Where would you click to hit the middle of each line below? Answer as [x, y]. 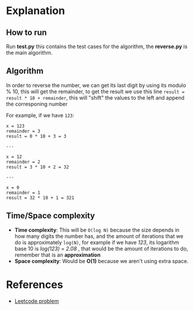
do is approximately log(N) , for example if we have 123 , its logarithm [97, 242]
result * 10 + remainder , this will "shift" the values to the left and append [96, 97]
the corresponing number [37, 104]
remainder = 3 [23, 131]
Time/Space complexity [51, 216]
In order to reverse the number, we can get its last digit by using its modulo [96, 85]
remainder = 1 [23, 193]
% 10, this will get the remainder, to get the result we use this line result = [96, 91]
